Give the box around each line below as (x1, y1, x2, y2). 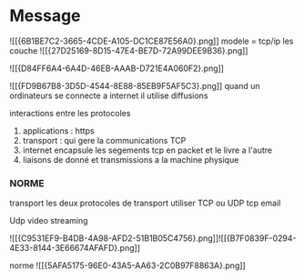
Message (9, 5, 81, 26)
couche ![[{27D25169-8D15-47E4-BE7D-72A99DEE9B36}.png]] (9, 45, 248, 55)
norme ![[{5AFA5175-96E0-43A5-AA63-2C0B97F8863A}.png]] (9, 260, 246, 271)
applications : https (22, 125, 95, 136)
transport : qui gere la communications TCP (22, 135, 187, 145)
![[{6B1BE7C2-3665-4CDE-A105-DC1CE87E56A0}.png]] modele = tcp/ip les (9, 35, 294, 46)
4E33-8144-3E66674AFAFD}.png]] (9, 243, 141, 254)
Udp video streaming (9, 215, 88, 226)
